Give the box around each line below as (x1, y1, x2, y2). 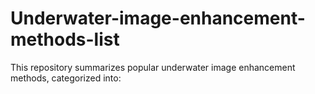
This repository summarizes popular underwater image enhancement (10, 61, 296, 73)
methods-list (10, 28, 120, 51)
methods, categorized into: (10, 72, 122, 84)
